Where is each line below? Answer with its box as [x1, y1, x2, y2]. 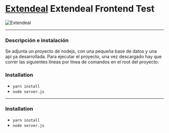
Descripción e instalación [5, 37, 69, 44]
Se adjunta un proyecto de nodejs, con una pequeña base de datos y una [5, 48, 157, 54]
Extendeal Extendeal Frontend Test [5, 3, 155, 15]
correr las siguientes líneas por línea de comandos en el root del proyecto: [5, 59, 159, 65]
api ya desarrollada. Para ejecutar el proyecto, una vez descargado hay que [5, 54, 162, 60]
